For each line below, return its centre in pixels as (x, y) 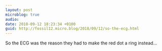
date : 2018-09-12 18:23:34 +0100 (40, 24)
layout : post (19, 10)
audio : (12, 19)
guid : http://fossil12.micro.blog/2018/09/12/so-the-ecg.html (72, 29)
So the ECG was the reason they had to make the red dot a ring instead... (81, 43)
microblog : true (22, 15)
